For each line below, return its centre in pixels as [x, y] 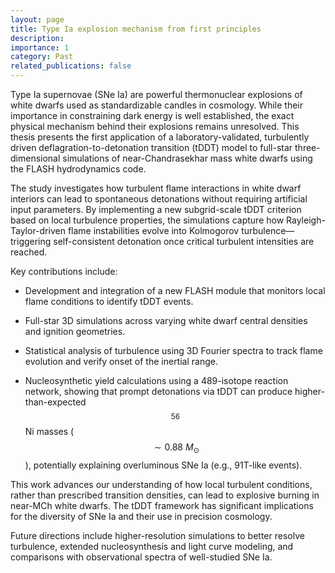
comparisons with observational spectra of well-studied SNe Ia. [141, 557]
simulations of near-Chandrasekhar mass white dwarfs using [187, 158]
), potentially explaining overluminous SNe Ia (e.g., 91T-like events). [163, 465]
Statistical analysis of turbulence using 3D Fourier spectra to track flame [173, 350]
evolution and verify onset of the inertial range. [121, 361]
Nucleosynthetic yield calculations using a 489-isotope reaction [156, 380]
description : [37, 38]
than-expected [55, 402]
